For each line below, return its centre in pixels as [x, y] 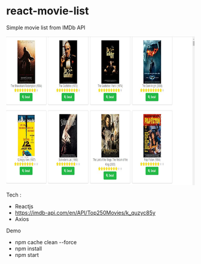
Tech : [14, 195]
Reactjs [24, 206]
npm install [28, 248]
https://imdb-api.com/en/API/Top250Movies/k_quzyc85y [85, 213]
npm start [27, 254]
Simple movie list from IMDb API [46, 27]
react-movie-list [48, 11]
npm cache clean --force [46, 242]
